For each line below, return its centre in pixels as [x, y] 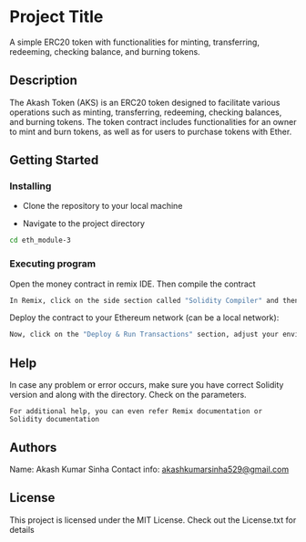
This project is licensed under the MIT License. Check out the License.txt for [153, 520]
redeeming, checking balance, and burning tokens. [105, 51]
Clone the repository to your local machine [102, 206]
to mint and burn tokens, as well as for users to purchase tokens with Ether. [151, 131]
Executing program [53, 264]
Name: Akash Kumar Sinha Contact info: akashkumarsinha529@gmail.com [149, 469]
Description [43, 81]
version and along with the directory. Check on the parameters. [128, 395]
